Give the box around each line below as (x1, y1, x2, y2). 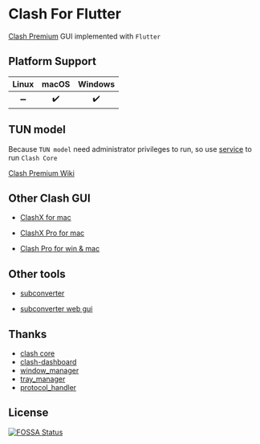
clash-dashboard (19, 357, 77, 366)
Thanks (8, 327, 47, 341)
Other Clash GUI (8, 191, 91, 205)
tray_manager (19, 374, 66, 384)
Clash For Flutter (8, 5, 122, 23)
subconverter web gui (19, 304, 93, 314)
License (8, 406, 49, 420)
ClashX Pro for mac (19, 228, 85, 238)
